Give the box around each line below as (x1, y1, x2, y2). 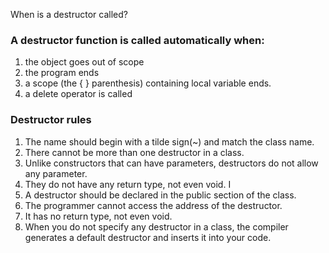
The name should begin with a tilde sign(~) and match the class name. (24, 135, 315, 148)
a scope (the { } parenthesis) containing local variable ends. (24, 77, 272, 89)
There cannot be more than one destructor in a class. (24, 146, 245, 158)
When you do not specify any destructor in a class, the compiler (24, 220, 289, 233)
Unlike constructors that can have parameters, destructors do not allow (24, 157, 319, 169)
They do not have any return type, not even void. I (24, 178, 232, 190)
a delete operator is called (24, 88, 133, 100)
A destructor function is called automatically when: (10, 33, 265, 47)
